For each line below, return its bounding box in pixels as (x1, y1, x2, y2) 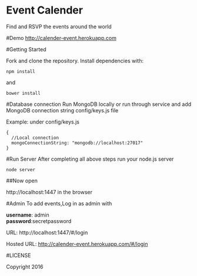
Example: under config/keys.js (6, 118, 79, 125)
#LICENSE (6, 251, 31, 259)
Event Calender (6, 4, 84, 17)
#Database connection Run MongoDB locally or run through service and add (6, 101, 192, 108)
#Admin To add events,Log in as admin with (6, 199, 112, 207)
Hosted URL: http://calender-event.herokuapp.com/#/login (6, 240, 148, 247)
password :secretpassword (6, 217, 72, 224)
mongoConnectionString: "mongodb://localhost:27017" (11, 139, 143, 146)
